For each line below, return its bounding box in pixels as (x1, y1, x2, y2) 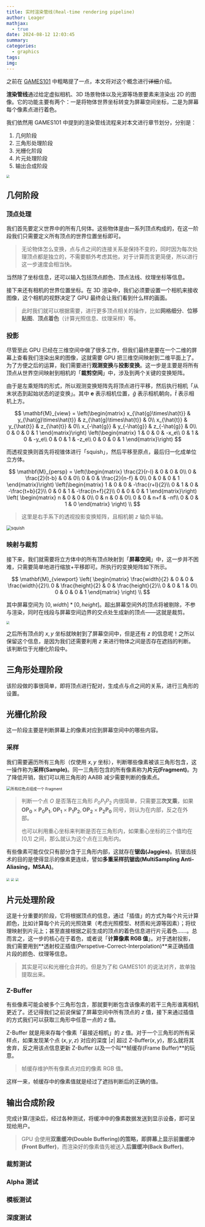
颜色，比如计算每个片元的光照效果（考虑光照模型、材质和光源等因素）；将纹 (6, 920, 196, 927)
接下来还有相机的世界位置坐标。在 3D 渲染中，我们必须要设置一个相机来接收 (6, 287, 198, 294)
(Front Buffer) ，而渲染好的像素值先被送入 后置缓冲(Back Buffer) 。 (21, 1143, 187, 1150)
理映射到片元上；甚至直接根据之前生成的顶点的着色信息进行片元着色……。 (6, 928, 192, 935)
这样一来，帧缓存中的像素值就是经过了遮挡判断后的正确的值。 (6, 1078, 162, 1086)
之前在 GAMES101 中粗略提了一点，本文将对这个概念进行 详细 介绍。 (6, 77, 175, 85)
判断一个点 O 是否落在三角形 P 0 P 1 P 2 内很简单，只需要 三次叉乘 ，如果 (21, 797, 194, 806)
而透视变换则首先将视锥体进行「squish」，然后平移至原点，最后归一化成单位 (6, 448, 197, 456)
